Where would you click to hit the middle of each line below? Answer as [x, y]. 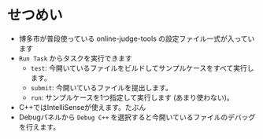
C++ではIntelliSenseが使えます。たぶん [82, 107]
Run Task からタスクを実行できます [76, 58]
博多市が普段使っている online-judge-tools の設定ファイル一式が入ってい [137, 38]
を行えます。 [39, 126]
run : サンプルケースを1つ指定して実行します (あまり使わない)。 [132, 97]
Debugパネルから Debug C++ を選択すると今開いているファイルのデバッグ [137, 117]
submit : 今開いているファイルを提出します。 [101, 87]
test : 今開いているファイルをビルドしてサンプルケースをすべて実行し [142, 68]
